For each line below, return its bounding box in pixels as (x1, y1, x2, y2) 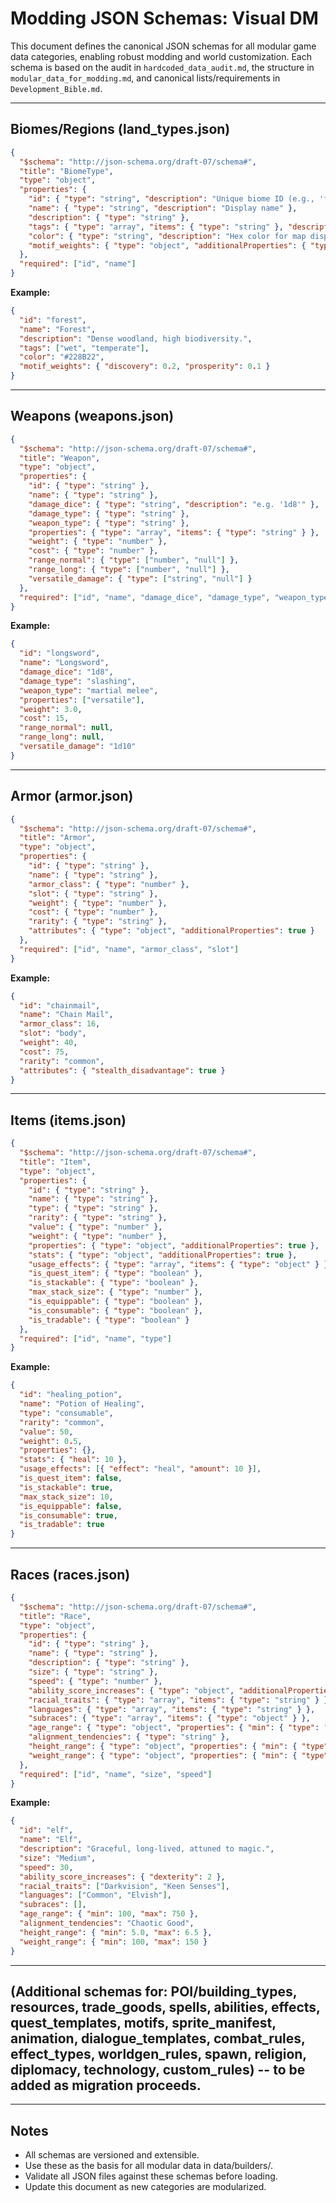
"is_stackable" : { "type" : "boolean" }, (28, 1278, 199, 1288)
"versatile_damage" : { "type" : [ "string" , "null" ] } (28, 573, 253, 584)
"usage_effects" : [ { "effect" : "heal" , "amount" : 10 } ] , (19, 1464, 262, 1474)
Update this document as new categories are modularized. (24, 2181, 267, 2193)
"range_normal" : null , (19, 723, 114, 733)
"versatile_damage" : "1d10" (19, 742, 137, 752)
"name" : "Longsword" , (19, 658, 110, 668)
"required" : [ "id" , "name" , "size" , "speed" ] (19, 1769, 213, 1779)
